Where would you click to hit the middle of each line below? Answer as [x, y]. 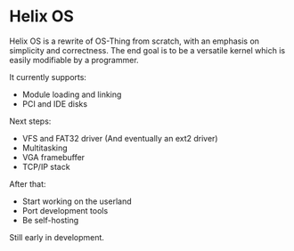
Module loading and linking [72, 94]
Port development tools [65, 210]
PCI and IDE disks [54, 103]
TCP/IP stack [46, 166]
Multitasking [45, 148]
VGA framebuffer [53, 157]
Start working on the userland [77, 201]
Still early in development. [57, 237]
